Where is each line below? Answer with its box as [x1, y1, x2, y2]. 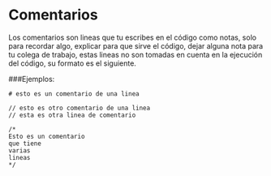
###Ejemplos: [8, 74, 55, 84]
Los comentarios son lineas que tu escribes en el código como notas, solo [8, 32, 257, 42]
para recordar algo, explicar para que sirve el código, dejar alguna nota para [8, 41, 264, 50]
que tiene [8, 140, 42, 148]
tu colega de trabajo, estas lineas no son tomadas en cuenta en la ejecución [8, 49, 263, 59]
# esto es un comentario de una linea [8, 89, 140, 98]
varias [8, 146, 31, 155]
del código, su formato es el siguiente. [8, 58, 136, 68]
